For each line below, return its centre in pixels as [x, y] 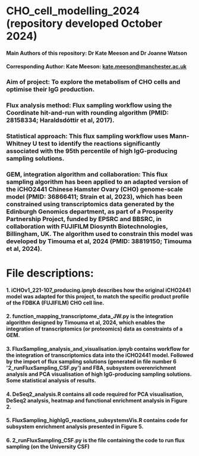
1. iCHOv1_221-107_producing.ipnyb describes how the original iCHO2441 [99, 290]
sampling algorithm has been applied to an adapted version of [97, 182]
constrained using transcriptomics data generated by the [90, 205]
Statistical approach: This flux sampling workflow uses [87, 136]
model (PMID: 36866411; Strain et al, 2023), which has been [94, 197]
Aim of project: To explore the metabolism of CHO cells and [93, 82]
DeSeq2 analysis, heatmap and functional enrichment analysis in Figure [97, 400]
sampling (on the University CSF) [48, 446]
